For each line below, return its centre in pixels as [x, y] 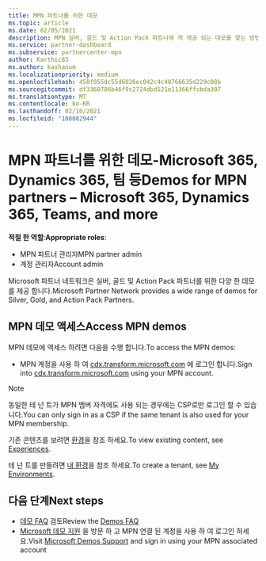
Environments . [32, 474]
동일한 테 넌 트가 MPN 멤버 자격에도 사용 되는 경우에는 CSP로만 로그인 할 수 [125, 404]
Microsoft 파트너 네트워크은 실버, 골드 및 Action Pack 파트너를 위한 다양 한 [124, 280]
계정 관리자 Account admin [61, 264]
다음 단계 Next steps [56, 501]
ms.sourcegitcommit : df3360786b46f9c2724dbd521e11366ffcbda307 [115, 89]
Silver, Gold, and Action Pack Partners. [71, 300]
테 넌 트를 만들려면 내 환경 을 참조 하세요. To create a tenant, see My [114, 465]
